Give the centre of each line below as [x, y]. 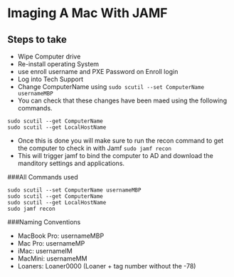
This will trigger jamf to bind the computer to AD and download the [115, 156]
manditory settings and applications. [71, 163]
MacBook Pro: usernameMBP [61, 236]
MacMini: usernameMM [52, 258]
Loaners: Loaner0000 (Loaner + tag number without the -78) [107, 266]
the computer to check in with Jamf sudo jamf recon [95, 148]
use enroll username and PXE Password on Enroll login [98, 72]
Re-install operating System [58, 64]
